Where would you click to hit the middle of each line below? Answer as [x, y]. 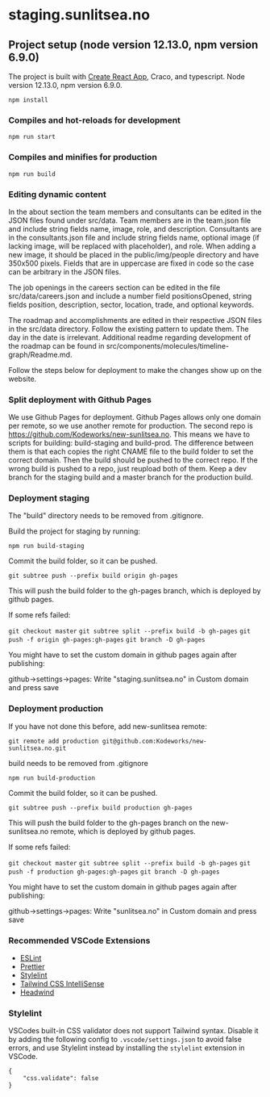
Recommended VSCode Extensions [79, 940]
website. [23, 379]
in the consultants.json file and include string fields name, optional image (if [134, 237]
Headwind [37, 992]
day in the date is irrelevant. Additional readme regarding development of [130, 337]
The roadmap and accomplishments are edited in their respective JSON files [135, 320]
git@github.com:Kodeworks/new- [154, 741]
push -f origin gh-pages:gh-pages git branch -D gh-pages [107, 640]
